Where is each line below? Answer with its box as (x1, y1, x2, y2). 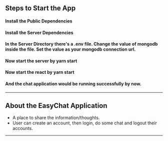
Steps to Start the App (5, 4, 76, 13)
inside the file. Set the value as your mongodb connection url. (5, 46, 136, 52)
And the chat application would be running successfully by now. (5, 80, 141, 87)
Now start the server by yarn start (5, 58, 77, 64)
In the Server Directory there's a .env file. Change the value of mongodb (5, 41, 158, 47)
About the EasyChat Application (5, 101, 107, 110)
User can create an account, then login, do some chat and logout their (12, 120, 157, 126)
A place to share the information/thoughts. (12, 115, 100, 121)
